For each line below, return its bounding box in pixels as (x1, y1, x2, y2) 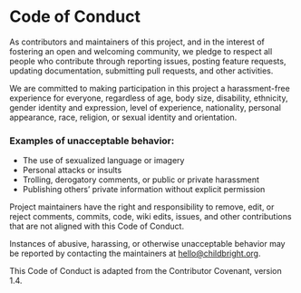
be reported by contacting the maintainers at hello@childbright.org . (9, 248, 261, 259)
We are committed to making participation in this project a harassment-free (9, 83, 290, 93)
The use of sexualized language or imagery (22, 155, 185, 166)
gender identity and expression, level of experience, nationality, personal (9, 102, 281, 112)
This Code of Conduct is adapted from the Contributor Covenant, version (9, 266, 283, 277)
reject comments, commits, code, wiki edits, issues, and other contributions (9, 211, 292, 222)
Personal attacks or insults (22, 165, 122, 176)
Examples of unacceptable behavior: (9, 134, 175, 147)
